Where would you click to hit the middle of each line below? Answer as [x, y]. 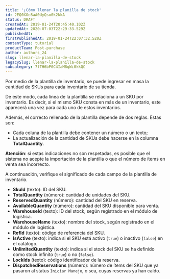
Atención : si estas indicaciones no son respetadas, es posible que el [78, 154]
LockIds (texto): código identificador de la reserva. [66, 260]
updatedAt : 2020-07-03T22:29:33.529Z [45, 29]
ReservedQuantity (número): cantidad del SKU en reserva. [75, 200]
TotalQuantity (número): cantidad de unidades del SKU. [72, 195]
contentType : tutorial [29, 43]
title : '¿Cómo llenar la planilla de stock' [53, 10]
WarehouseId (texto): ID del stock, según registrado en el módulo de [85, 211]
